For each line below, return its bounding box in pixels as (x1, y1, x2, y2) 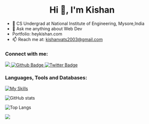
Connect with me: (5, 50, 48, 57)
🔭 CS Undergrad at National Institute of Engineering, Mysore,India (12, 21, 145, 26)
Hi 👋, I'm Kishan (49, 4, 115, 16)
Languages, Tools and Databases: (5, 74, 87, 81)
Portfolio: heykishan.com (12, 31, 63, 37)
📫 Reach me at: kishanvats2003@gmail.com (12, 36, 103, 42)
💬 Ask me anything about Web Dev (12, 25, 83, 31)
